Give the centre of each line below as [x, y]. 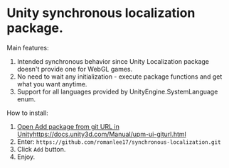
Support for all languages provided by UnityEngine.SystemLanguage [117, 91]
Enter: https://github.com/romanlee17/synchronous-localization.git [119, 141]
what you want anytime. [52, 84]
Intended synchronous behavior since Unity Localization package [113, 61]
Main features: [28, 47]
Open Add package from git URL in [68, 126]
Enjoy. [26, 157]
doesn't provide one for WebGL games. [75, 69]
